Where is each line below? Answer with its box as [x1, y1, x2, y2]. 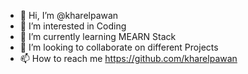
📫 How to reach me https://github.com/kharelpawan [19, 53, 238, 64]
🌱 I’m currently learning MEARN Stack [19, 31, 177, 42]
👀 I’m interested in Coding [19, 20, 127, 32]
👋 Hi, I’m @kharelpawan [19, 10, 119, 21]
